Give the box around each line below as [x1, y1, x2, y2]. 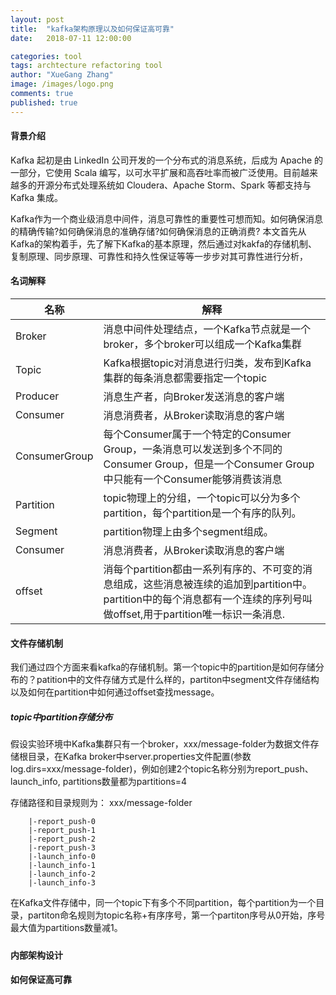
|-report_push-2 [28, 834, 97, 845]
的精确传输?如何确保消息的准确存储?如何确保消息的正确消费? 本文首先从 [10, 225, 307, 237]
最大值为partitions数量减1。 [10, 922, 123, 934]
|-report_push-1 [28, 826, 97, 836]
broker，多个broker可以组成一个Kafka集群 [103, 337, 302, 351]
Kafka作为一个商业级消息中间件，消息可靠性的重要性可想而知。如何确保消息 [10, 212, 323, 225]
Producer [15, 389, 60, 403]
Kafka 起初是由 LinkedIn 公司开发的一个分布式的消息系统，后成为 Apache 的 [10, 154, 324, 166]
